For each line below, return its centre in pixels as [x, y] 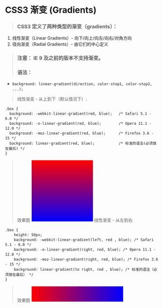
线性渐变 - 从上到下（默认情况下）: [52, 99]
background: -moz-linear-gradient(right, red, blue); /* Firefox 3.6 [86, 259]
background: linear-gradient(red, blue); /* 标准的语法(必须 [81, 143]
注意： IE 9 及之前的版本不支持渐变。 [60, 58]
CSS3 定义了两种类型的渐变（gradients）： [67, 26]
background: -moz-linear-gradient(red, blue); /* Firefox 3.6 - [81, 133]
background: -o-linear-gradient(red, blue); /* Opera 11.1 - [81, 123]
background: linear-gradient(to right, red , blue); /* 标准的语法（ [84, 269]
